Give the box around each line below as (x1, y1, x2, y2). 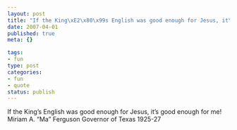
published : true (7, 30, 55, 37)
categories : (7, 68, 42, 76)
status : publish (7, 89, 55, 96)
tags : (7, 49, 23, 56)
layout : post (7, 10, 46, 18)
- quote (7, 82, 30, 89)
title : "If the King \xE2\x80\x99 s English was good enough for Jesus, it (7, 17, 229, 24)
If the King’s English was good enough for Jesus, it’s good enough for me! (7, 108, 222, 116)
